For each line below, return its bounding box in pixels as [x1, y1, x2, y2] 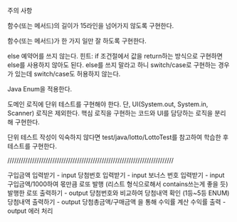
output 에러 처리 [7, 206, 53, 215]
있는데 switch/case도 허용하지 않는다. [14, 70, 121, 78]
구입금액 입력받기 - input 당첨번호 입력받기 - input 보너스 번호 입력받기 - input [7, 171, 225, 179]
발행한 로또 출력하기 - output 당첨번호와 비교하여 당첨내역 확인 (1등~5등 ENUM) [7, 188, 230, 197]
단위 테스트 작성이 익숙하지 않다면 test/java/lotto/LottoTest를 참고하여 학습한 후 [7, 133, 229, 141]
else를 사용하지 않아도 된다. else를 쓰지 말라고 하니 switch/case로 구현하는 [7, 61, 217, 69]
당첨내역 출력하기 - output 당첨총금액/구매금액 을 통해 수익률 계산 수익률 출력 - [7, 198, 226, 206]
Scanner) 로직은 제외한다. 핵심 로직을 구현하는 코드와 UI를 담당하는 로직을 [7, 109, 214, 117]
